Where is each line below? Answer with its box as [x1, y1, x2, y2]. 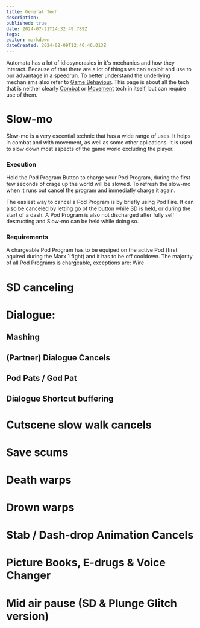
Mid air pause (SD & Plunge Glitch [6, 596, 178, 610]
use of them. [6, 91, 38, 98]
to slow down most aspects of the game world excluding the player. [6, 145, 174, 152]
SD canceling [6, 280, 74, 294]
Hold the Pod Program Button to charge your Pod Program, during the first [6, 174, 191, 181]
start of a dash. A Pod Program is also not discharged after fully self [6, 211, 175, 219]
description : [6, 14, 39, 21]
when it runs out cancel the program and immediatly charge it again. [6, 187, 176, 194]
